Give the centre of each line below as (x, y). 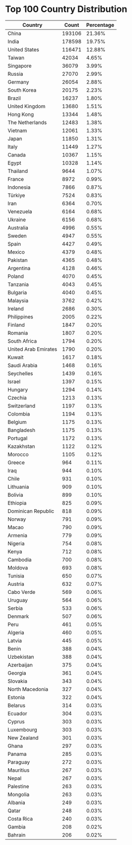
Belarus (17, 705)
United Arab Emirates (33, 349)
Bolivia (15, 495)
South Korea (22, 90)
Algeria (16, 632)
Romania (18, 333)
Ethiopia (17, 503)
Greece (16, 462)
